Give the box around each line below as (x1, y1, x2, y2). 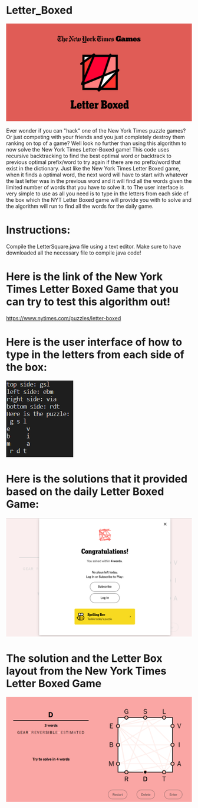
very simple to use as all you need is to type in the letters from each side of (6, 190, 189, 197)
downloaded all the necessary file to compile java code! (6, 249, 141, 256)
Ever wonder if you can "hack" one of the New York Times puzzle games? (6, 127, 186, 134)
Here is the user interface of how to (6, 336, 183, 349)
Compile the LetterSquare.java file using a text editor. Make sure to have (6, 243, 181, 250)
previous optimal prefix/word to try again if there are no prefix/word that (6, 159, 181, 166)
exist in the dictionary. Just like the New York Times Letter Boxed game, (6, 165, 181, 172)
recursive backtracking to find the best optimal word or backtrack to (6, 152, 172, 160)
